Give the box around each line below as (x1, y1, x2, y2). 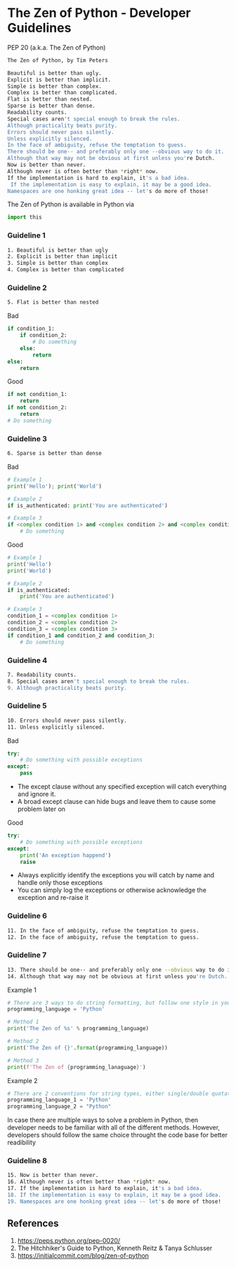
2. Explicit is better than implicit (7, 253, 118, 260)
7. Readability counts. (7, 671, 77, 678)
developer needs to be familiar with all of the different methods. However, (7, 1123, 220, 1132)
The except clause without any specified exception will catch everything (17, 782, 227, 791)
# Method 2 (7, 1038, 39, 1045)
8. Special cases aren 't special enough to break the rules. (7, 678, 190, 685)
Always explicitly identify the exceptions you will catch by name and (17, 871, 215, 879)
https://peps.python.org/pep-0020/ (17, 1236, 121, 1244)
